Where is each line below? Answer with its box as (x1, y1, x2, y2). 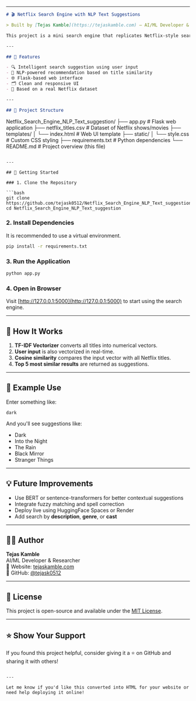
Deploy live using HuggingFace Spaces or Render (14, 507, 134, 514)
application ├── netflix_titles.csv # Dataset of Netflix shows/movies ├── (6, 124, 181, 131)
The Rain (14, 444, 36, 451)
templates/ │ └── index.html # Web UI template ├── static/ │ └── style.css (6, 130, 190, 138)
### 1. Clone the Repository (6, 180, 77, 185)
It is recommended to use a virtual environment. (6, 232, 121, 239)
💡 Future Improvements (6, 479, 93, 489)
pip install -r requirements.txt (6, 243, 87, 249)
